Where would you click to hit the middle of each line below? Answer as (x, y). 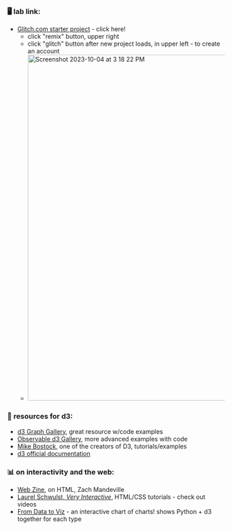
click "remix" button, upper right (73, 37)
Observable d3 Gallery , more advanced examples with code (102, 439)
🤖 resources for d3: (40, 417)
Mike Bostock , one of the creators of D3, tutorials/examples (102, 446)
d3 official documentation (54, 453)
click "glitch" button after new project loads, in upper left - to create (124, 44)
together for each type (49, 519)
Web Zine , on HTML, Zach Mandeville (71, 489)
